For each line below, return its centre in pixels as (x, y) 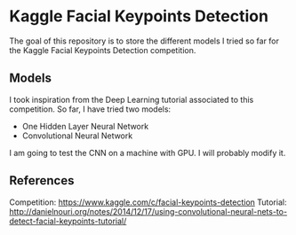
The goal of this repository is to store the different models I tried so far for (144, 41)
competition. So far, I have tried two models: (90, 109)
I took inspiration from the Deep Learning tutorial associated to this (132, 99)
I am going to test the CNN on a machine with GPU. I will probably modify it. (148, 153)
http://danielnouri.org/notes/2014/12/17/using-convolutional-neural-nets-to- (148, 211)
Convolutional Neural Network (77, 136)
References (42, 180)
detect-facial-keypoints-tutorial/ (68, 221)
